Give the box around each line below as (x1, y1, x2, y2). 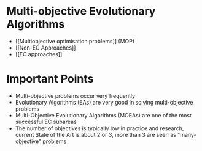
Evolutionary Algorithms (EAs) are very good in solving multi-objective (15, 98, 193, 106)
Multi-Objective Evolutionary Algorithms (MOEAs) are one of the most (15, 111, 192, 119)
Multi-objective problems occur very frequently (15, 92, 136, 99)
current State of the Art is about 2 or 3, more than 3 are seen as (15, 131, 176, 138)
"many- (177, 131, 196, 138)
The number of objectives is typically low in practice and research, (15, 124, 184, 132)
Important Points (6, 72, 94, 86)
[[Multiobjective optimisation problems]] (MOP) (15, 37, 135, 45)
